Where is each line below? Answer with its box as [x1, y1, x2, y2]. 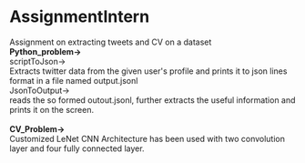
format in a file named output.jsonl [9, 75, 138, 86]
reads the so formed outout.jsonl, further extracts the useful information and [9, 94, 296, 106]
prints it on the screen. [9, 104, 94, 115]
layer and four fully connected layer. [9, 143, 145, 154]
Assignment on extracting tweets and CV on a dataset [9, 36, 212, 47]
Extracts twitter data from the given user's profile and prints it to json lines [9, 66, 288, 76]
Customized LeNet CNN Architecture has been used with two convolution [9, 133, 285, 144]
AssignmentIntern [9, 6, 150, 27]
